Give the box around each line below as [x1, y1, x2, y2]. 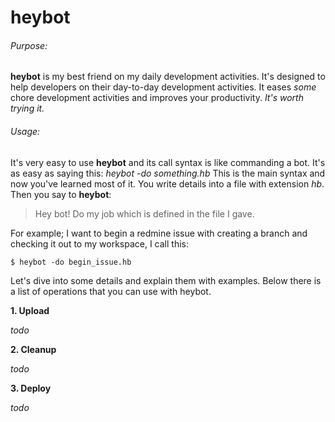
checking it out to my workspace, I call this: [10, 237, 189, 250]
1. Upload [10, 304, 50, 316]
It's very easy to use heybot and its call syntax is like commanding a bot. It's [10, 156, 326, 168]
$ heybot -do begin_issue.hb [10, 257, 132, 267]
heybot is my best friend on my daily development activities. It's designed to [10, 71, 326, 83]
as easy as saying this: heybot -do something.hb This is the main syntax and [10, 167, 326, 179]
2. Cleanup [10, 343, 57, 355]
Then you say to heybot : [10, 188, 112, 200]
